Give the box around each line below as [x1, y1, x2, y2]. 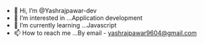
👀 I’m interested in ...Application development [13, 14, 143, 22]
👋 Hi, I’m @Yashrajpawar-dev [13, 7, 97, 14]
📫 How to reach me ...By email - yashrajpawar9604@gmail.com [13, 29, 197, 37]
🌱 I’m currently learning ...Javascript [13, 21, 117, 29]
